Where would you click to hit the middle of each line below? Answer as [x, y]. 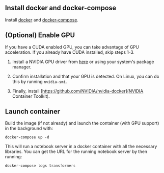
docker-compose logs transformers [41, 166]
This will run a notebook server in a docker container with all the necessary [81, 147]
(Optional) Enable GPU [40, 35]
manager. [22, 67]
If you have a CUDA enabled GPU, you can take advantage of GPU [72, 47]
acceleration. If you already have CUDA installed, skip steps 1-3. [70, 52]
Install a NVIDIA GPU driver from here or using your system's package [83, 62]
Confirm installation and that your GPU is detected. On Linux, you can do [86, 76]
